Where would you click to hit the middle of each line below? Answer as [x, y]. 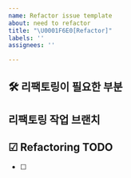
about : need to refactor [50, 23]
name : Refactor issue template [60, 16]
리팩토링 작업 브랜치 [54, 119]
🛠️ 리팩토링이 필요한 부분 [65, 87]
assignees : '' [32, 45]
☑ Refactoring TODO [61, 147]
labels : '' [26, 38]
